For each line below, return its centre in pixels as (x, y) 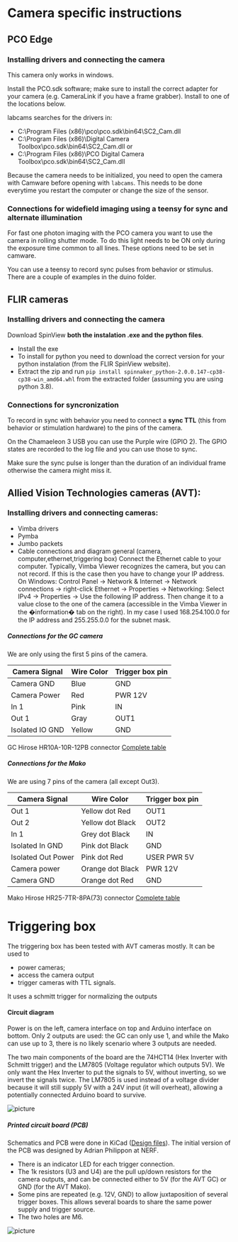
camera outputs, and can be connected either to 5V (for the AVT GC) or (122, 1179)
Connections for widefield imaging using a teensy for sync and (118, 209)
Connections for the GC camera (55, 636)
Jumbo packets (40, 543)
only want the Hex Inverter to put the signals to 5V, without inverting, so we (117, 1072)
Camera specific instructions (95, 13)
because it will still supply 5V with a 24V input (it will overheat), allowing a (115, 1087)
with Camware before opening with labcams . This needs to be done (105, 183)
